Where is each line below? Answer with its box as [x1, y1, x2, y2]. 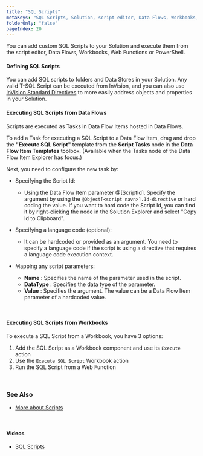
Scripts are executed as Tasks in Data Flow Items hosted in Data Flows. [6, 122, 184, 130]
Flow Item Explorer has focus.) [6, 154, 83, 161]
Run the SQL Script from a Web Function [14, 363, 117, 371]
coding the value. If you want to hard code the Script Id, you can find [24, 201, 195, 209]
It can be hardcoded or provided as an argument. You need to [24, 238, 178, 245]
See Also [6, 390, 33, 399]
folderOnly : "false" [6, 20, 59, 26]
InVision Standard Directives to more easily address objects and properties [6, 89, 192, 96]
